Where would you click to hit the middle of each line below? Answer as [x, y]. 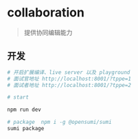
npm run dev [24, 110]
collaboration [46, 13]
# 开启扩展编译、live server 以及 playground [69, 72]
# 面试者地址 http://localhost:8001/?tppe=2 [69, 85]
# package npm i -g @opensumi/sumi [59, 122]
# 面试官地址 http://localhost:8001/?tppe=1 [69, 79]
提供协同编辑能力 [48, 32]
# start [18, 97]
